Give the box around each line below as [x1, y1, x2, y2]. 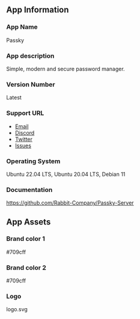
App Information [6, 5, 69, 15]
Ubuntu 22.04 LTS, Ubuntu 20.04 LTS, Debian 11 [6, 170, 126, 178]
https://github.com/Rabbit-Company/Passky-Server [6, 199, 134, 206]
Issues [14, 141, 32, 149]
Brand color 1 [6, 235, 45, 243]
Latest [6, 94, 22, 101]
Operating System [6, 156, 61, 165]
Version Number [6, 80, 55, 88]
